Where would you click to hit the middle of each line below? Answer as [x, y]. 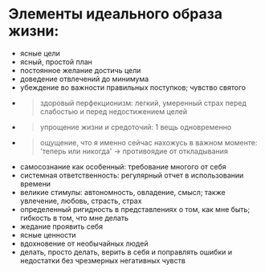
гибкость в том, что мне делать [74, 218]
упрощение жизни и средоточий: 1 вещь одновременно [136, 127]
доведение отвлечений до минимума [84, 79]
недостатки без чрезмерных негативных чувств [103, 260]
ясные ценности [48, 234]
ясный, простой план [56, 62]
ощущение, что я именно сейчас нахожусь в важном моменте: [149, 142]
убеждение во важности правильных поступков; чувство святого [133, 87]
